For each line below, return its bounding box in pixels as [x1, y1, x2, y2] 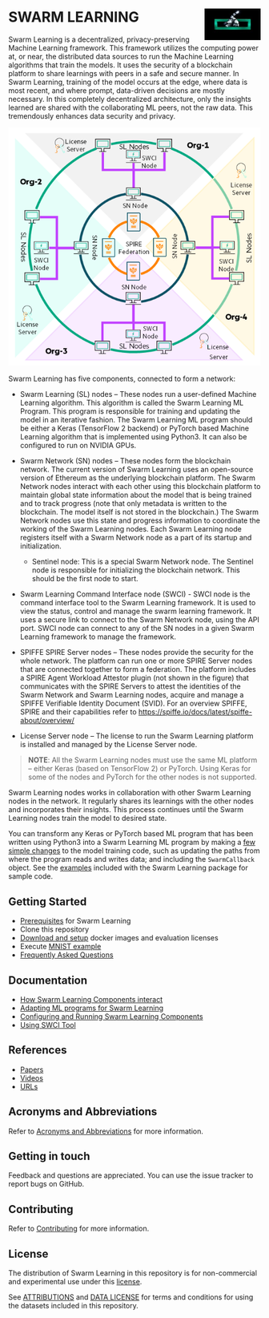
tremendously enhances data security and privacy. [8, 111, 176, 120]
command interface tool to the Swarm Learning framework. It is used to [19, 598, 256, 608]
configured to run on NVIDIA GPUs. [19, 441, 137, 451]
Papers [19, 1065, 44, 1074]
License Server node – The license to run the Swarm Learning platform [19, 731, 254, 741]
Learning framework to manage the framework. [19, 632, 176, 641]
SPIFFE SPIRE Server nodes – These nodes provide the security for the [19, 648, 254, 657]
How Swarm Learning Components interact [19, 994, 163, 1004]
